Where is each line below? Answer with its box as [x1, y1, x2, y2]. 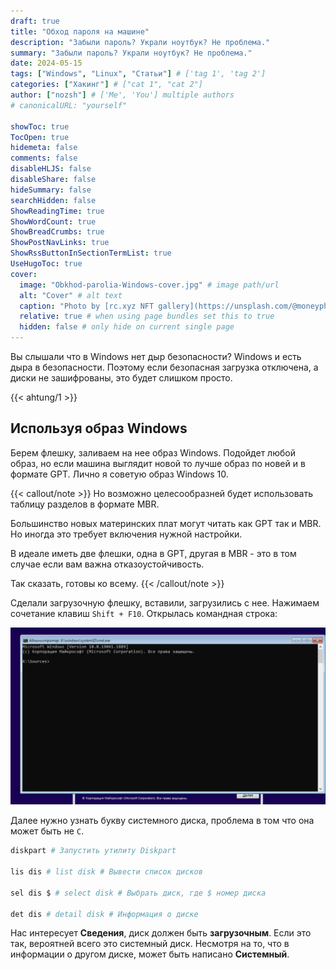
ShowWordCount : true [10, 216, 97, 227]
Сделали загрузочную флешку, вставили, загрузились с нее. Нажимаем [10, 596, 320, 609]
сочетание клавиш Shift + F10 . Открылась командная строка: [10, 607, 278, 619]
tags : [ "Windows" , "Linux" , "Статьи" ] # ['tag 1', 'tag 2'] [10, 69, 267, 79]
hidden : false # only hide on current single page [19, 322, 235, 332]
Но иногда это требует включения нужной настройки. [10, 528, 243, 540]
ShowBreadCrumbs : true [10, 227, 105, 237]
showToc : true [10, 121, 70, 132]
